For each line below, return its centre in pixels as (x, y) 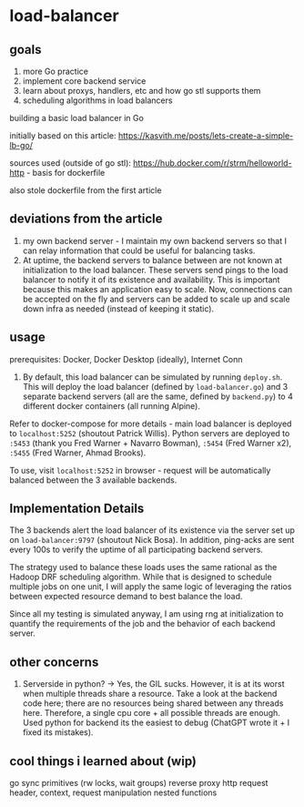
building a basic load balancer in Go (76, 118)
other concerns (54, 662)
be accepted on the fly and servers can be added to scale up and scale (156, 299)
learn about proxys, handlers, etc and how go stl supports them (142, 91)
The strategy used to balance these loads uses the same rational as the (143, 567)
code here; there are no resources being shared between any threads (153, 703)
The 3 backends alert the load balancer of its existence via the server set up (152, 530)
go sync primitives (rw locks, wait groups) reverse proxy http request (139, 783)
